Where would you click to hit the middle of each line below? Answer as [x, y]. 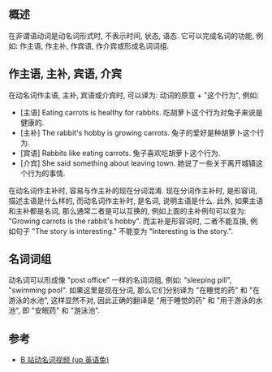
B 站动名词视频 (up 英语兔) [65, 360]
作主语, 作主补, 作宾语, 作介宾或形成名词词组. [94, 45]
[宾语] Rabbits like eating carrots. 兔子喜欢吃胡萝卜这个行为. [120, 153]
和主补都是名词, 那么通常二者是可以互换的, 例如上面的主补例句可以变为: [127, 210]
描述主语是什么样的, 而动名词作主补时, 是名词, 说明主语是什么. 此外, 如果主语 [136, 201]
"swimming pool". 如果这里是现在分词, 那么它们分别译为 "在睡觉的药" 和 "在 [134, 290]
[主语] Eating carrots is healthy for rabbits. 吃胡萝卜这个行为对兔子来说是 [141, 112]
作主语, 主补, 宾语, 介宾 [65, 74]
